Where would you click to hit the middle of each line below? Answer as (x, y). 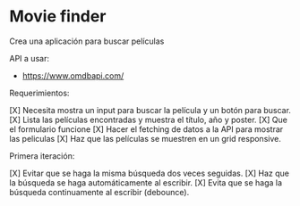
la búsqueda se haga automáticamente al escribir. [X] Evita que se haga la (146, 182)
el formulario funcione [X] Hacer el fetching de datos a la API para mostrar (146, 129)
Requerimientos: (39, 93)
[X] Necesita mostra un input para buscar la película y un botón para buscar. (150, 110)
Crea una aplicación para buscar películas (87, 41)
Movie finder (58, 16)
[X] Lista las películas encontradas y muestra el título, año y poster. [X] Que (149, 119)
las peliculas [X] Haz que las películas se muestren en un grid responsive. (146, 138)
